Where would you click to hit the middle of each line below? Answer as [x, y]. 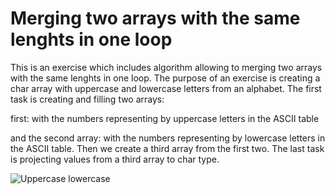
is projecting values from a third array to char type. [115, 159]
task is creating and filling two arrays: [87, 99]
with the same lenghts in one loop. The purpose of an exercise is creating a [165, 78]
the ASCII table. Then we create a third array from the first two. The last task [167, 148]
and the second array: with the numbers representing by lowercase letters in [168, 138]
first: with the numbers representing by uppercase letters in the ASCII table [165, 118]
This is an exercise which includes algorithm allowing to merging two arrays [166, 67]
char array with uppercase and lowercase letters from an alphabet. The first [166, 88]
